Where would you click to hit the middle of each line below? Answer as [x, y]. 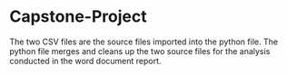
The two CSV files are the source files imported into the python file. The [144, 42]
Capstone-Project [78, 17]
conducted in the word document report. [85, 61]
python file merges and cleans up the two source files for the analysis [140, 51]
